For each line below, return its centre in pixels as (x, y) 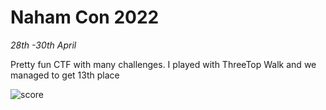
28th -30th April (43, 45)
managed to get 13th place (65, 75)
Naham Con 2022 (85, 17)
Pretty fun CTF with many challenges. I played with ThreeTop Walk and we (163, 64)
